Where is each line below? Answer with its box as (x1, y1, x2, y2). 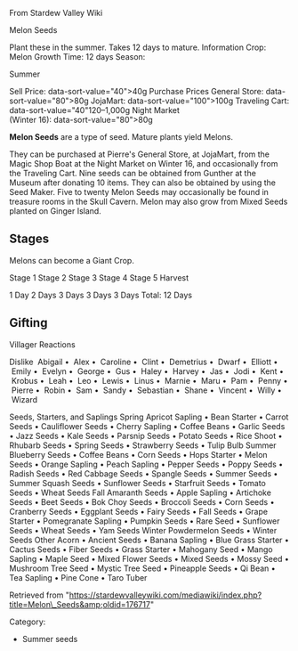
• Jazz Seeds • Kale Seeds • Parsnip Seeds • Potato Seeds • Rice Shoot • (9, 430, 283, 441)
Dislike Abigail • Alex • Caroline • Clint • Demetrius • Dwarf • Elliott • (9, 356, 278, 367)
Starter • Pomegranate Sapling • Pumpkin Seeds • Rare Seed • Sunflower (9, 516, 280, 526)
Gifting (9, 315, 48, 330)
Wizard (11, 394, 38, 404)
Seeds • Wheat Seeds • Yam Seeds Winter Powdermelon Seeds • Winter (9, 525, 278, 535)
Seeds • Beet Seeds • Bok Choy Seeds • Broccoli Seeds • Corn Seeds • (9, 496, 275, 507)
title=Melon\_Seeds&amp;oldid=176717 (9, 598, 151, 609)
